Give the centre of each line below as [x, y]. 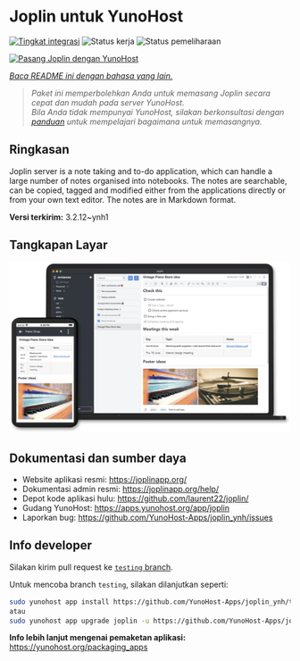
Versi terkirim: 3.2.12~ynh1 [59, 217]
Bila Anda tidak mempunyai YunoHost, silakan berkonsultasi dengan [158, 112]
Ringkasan [39, 150]
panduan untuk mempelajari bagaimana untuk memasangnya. [146, 121]
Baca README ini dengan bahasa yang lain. [91, 75]
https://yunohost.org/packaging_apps [79, 647]
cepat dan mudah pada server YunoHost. [108, 102]
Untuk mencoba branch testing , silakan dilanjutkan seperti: [119, 584]
